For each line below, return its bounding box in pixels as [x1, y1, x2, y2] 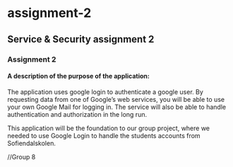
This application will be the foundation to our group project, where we [7, 124, 210, 132]
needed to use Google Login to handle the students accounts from [7, 131, 201, 139]
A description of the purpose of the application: [7, 72, 150, 81]
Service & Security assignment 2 [7, 33, 155, 45]
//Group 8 [7, 152, 36, 161]
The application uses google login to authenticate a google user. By [7, 87, 203, 96]
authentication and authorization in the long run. [7, 110, 147, 118]
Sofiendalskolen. [7, 139, 56, 147]
